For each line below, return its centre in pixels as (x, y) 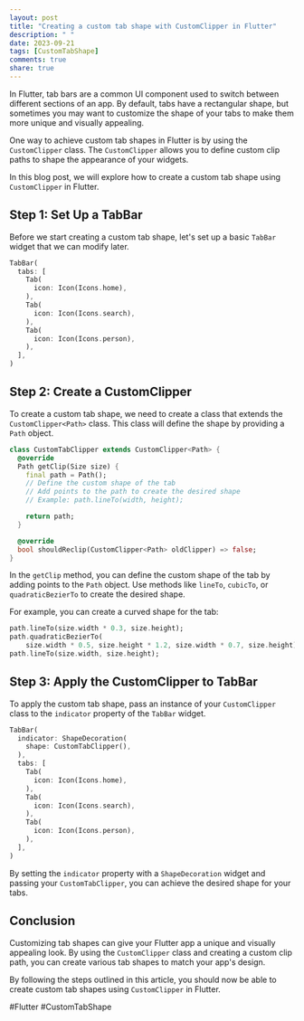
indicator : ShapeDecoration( (72, 738)
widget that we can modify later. (69, 246)
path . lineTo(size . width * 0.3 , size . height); (96, 629)
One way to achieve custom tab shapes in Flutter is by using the (128, 140)
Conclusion (43, 921)
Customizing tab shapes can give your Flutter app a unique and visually (142, 942)
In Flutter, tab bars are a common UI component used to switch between (144, 94)
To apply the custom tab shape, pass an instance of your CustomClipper (142, 704)
